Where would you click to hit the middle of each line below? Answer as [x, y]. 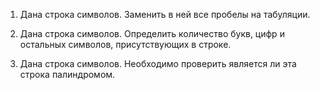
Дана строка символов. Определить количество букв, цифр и [152, 33]
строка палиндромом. [67, 74]
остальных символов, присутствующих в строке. [125, 44]
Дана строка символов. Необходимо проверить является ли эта [158, 63]
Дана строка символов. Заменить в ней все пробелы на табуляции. [165, 14]
